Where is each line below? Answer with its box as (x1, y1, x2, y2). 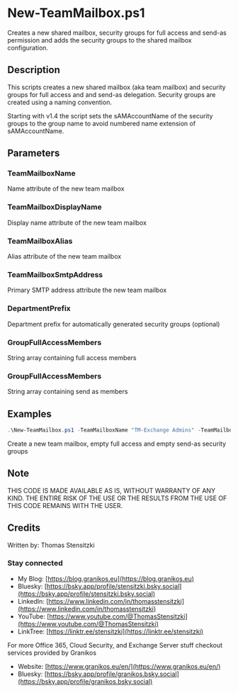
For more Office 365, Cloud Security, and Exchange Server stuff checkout (7, 641, 223, 649)
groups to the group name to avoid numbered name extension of (7, 119, 196, 128)
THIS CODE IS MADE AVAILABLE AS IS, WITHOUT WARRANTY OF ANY (7, 486, 216, 495)
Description (7, 64, 60, 76)
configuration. (7, 43, 48, 52)
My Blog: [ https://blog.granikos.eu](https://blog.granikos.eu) (17, 574, 195, 582)
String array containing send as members (7, 388, 128, 396)
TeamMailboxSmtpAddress (7, 269, 103, 279)
